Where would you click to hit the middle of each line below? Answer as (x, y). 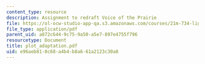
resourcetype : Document (37, 40)
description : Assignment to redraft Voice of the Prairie (81, 18)
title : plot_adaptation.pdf (42, 46)
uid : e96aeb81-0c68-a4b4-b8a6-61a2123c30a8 (63, 52)
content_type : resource (37, 12)
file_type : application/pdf (42, 29)
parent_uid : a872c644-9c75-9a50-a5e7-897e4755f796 (72, 35)
